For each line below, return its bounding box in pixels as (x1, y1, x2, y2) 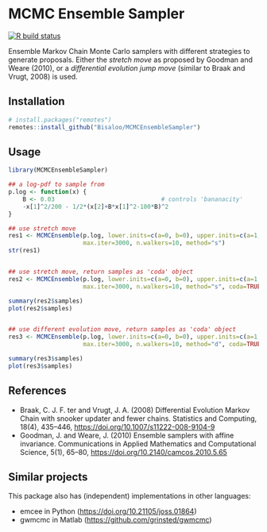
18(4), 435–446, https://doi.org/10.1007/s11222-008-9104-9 (19, 422, 215, 431)
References (8, 384, 67, 398)
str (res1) (8, 247, 41, 255)
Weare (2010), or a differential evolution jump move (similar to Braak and (8, 63, 246, 72)
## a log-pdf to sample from (8, 180, 105, 189)
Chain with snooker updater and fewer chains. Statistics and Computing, (19, 414, 257, 423)
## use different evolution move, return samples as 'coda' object (8, 326, 237, 333)
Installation (8, 94, 65, 108)
